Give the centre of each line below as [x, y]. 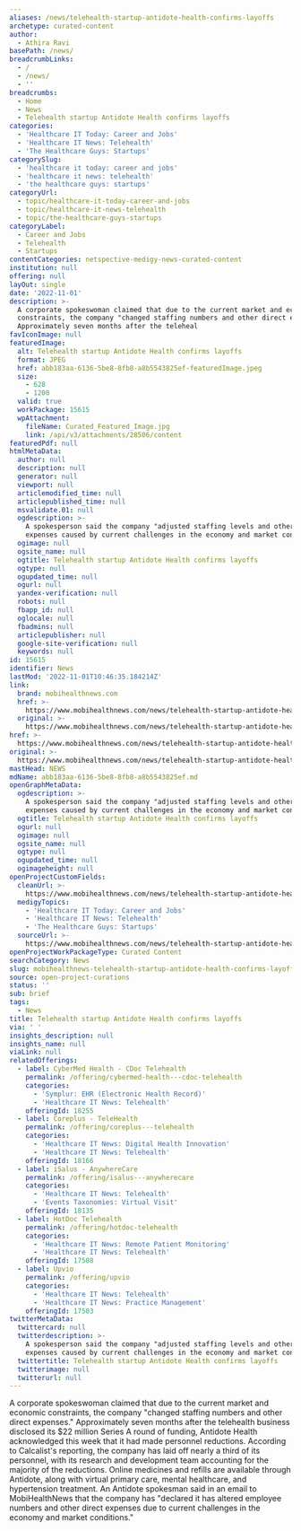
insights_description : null [62, 1036]
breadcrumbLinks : [42, 59]
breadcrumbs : [34, 92]
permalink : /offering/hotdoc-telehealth [102, 1227]
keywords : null [46, 652]
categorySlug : [36, 159]
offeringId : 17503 [60, 1311]
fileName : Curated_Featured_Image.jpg [98, 426]
